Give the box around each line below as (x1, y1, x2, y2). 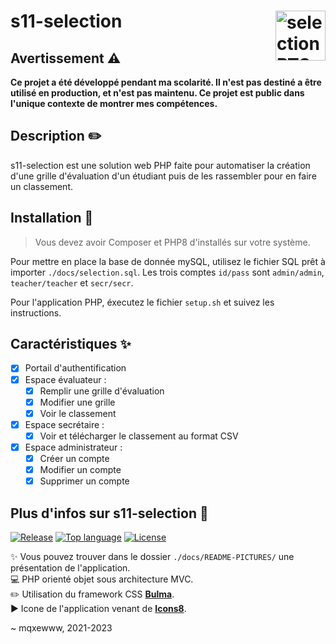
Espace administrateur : (24, 441, 123, 453)
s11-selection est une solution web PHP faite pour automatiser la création (10, 159, 311, 171)
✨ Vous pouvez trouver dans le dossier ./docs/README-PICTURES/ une (10, 550, 295, 562)
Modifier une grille (39, 396, 116, 408)
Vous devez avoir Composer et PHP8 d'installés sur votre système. (34, 236, 311, 248)
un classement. (10, 180, 73, 192)
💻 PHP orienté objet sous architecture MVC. (10, 573, 194, 585)
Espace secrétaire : (24, 418, 105, 430)
